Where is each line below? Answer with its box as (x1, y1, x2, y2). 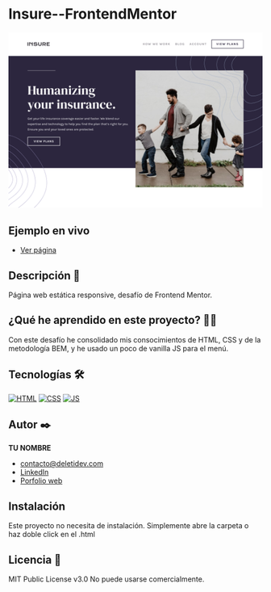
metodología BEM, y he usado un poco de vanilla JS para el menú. (8, 343, 229, 353)
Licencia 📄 (8, 552, 62, 566)
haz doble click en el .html (8, 530, 95, 540)
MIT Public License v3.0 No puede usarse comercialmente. (8, 574, 205, 584)
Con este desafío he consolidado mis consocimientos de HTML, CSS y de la (8, 334, 261, 344)
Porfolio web (19, 476, 63, 485)
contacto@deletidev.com (19, 459, 103, 468)
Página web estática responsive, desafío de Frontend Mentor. (8, 290, 212, 300)
